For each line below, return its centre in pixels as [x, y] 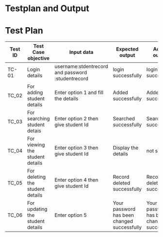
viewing [36, 145]
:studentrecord [71, 79]
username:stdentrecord [81, 67]
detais [34, 131]
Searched [124, 118]
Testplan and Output [47, 8]
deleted [122, 183]
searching [38, 118]
